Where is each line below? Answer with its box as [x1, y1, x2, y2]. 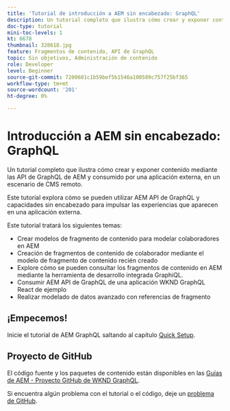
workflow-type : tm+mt [7, 80, 69, 87]
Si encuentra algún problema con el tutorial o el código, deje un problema [7, 389, 214, 397]
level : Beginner [7, 67, 53, 74]
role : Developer [7, 61, 53, 68]
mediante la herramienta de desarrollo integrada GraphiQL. [16, 271, 183, 279]
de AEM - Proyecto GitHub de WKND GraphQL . [7, 376, 140, 384]
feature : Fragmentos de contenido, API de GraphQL [7, 49, 155, 55]
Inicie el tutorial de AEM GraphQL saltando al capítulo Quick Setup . [7, 330, 196, 339]
